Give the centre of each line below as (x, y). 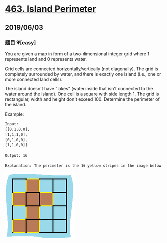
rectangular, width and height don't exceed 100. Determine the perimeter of (83, 99)
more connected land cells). (34, 79)
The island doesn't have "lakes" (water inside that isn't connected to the (79, 88)
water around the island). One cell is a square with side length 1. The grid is (82, 94)
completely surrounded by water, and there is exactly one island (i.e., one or (83, 74)
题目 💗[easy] (21, 42)
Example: (15, 114)
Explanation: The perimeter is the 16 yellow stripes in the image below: (84, 166)
